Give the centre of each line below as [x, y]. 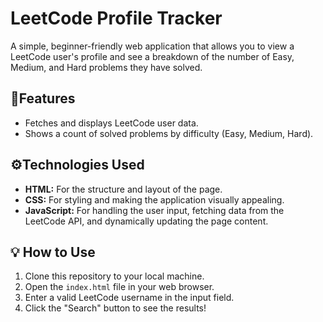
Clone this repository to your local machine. [114, 276]
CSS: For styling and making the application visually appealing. [154, 199]
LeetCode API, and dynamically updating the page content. [146, 221]
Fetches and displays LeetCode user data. [111, 123]
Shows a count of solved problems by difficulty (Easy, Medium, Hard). [169, 133]
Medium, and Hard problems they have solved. [106, 67]
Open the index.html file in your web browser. [119, 287]
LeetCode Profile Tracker [116, 18]
